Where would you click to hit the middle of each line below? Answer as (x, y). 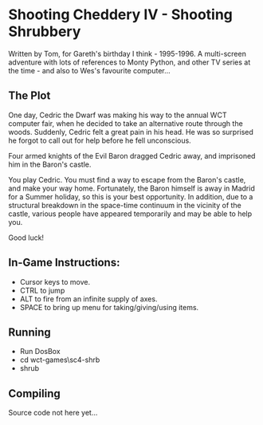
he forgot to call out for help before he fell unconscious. (100, 140)
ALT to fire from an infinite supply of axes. (88, 299)
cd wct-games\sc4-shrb (60, 360)
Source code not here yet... (53, 413)
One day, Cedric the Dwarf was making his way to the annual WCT (118, 115)
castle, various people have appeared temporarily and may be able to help (130, 214)
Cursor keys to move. (55, 281)
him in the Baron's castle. (50, 164)
